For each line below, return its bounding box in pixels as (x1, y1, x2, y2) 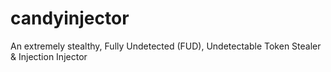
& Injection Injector (10, 50, 88, 62)
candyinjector (10, 7, 130, 30)
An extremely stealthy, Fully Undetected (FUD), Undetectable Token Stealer (10, 40, 322, 52)
